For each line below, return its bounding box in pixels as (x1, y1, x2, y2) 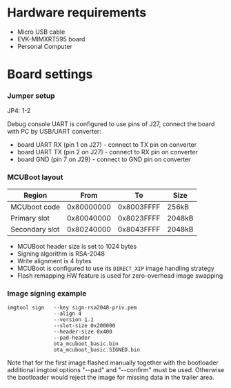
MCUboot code (10, 202, 61, 212)
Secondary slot (10, 224, 60, 234)
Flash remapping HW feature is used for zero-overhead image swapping (17, 271, 223, 280)
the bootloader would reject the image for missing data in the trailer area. (7, 374, 215, 382)
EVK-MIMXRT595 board (17, 34, 86, 43)
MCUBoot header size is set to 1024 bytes (17, 242, 137, 250)
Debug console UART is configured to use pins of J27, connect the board (7, 120, 215, 128)
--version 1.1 (53, 316, 94, 323)
